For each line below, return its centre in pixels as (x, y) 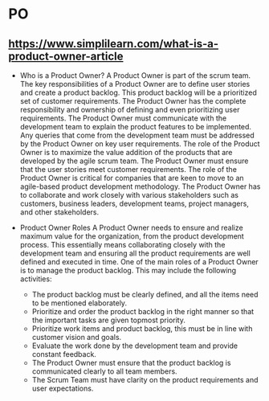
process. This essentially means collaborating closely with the (122, 245)
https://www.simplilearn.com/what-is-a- (114, 44)
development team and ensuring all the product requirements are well (135, 253)
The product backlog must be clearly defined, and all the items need (145, 295)
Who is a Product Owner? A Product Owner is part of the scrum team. (135, 76)
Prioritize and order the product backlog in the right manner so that (143, 311)
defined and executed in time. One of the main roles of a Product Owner (139, 262)
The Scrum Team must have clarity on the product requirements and (145, 380)
